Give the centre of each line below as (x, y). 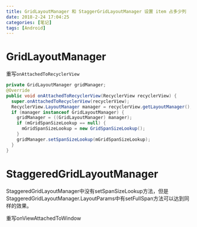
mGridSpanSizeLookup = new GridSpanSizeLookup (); (83, 129)
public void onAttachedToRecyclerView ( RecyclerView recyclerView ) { (91, 96)
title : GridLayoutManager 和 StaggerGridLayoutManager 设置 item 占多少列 (96, 11)
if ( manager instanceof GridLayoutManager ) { (68, 112)
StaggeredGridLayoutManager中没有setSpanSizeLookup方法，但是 (87, 191)
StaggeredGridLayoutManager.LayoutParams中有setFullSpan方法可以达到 (95, 198)
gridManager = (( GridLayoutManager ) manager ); (74, 118)
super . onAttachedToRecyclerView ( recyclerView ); (71, 101)
